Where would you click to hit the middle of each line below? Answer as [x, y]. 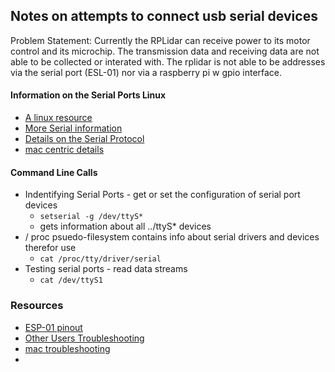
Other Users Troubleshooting [84, 338]
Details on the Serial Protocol [84, 139]
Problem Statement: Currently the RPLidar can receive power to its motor [160, 40]
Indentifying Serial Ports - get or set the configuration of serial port [162, 195]
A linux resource [58, 118]
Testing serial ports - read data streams [106, 269]
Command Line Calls [54, 172]
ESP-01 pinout [53, 327]
